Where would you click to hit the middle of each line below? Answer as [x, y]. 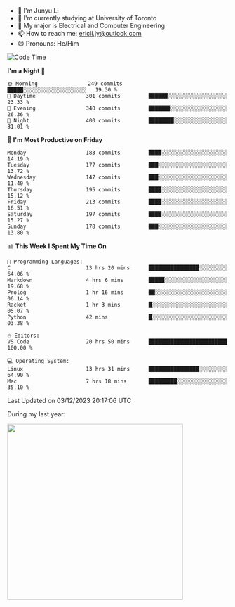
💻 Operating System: [39, 361]
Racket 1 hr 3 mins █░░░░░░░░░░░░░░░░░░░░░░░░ [117, 305]
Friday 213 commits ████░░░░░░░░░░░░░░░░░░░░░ [117, 202]
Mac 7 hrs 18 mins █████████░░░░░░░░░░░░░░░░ [117, 381]
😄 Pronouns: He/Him [48, 43]
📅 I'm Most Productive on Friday [55, 139]
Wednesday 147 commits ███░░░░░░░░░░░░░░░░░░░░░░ [117, 177]
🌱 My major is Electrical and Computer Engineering [91, 25]
